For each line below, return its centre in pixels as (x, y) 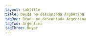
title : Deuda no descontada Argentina (45, 14)
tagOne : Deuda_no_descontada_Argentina (46, 19)
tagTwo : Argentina (24, 23)
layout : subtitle (23, 10)
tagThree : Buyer (22, 28)
